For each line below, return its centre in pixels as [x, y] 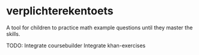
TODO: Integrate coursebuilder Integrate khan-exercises [76, 45]
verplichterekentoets [60, 11]
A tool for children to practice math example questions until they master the [99, 27]
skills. [13, 33]
